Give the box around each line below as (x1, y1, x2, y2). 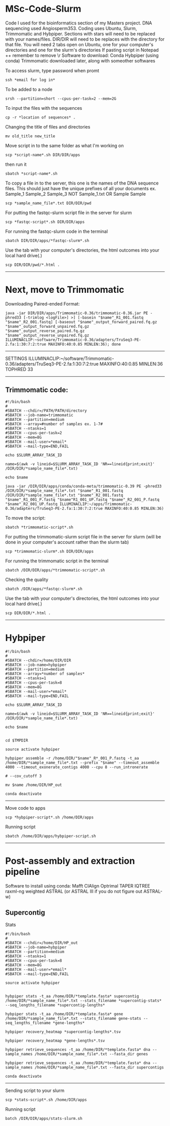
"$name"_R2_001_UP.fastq (5, 501, 58, 506)
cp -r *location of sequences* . (5, 115, 76, 120)
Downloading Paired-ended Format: (5, 300, 80, 307)
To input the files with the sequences (5, 105, 82, 111)
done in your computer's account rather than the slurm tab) (5, 539, 129, 545)
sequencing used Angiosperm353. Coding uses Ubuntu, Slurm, (5, 25, 138, 31)
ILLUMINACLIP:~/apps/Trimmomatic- (59, 501, 133, 506)
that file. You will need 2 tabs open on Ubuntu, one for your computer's (5, 41, 153, 47)
